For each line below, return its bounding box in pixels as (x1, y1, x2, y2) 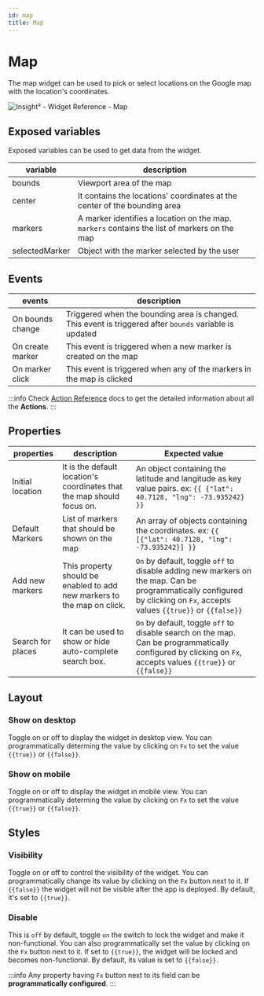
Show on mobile (8, 769, 71, 780)
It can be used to (62, 626, 124, 637)
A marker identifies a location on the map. (77, 213, 232, 224)
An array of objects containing (135, 515, 247, 526)
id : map (8, 11, 34, 20)
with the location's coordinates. (8, 87, 110, 97)
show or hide (62, 635, 111, 646)
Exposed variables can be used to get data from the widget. (8, 146, 202, 156)
